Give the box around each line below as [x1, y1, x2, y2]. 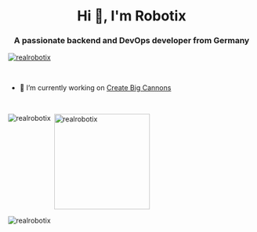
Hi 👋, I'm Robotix [77, 7, 186, 25]
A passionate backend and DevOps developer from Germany [13, 35, 250, 46]
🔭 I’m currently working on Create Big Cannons [19, 83, 172, 92]
